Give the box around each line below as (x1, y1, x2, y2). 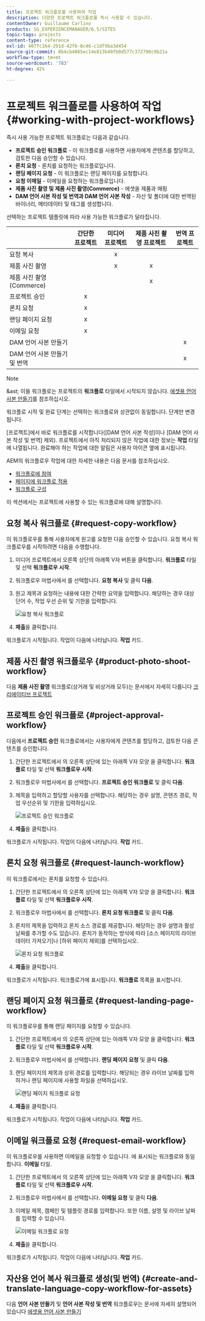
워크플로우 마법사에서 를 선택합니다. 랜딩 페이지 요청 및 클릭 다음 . (15, 1056, 170, 1064)
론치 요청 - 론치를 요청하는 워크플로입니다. (15, 162, 116, 169)
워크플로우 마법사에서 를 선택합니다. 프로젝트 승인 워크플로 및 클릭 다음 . (15, 778, 184, 786)
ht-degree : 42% (6, 65, 45, 72)
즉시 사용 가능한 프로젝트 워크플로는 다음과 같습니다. (6, 134, 130, 141)
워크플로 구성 (15, 486, 47, 493)
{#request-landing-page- (95, 995, 194, 1006)
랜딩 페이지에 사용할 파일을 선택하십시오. (31, 1077, 128, 1084)
